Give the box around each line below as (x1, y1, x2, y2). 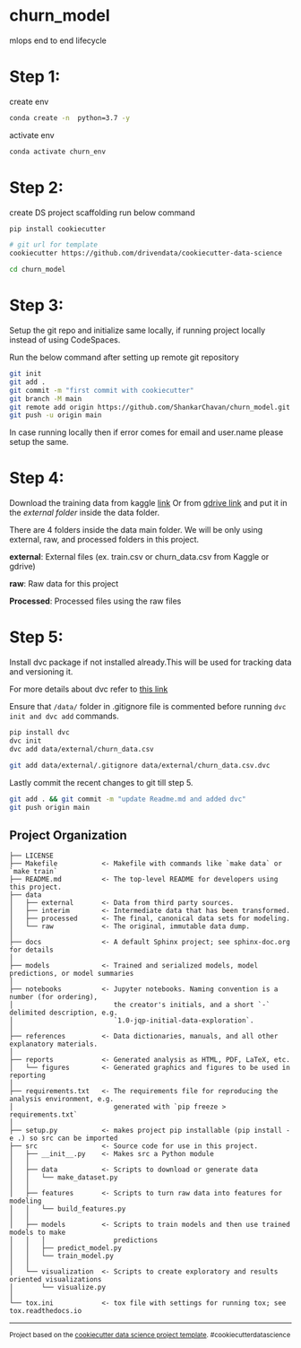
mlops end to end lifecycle (9, 35, 107, 46)
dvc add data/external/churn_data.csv (9, 744, 154, 753)
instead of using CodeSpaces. (9, 335, 121, 345)
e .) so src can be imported (9, 1134, 118, 1144)
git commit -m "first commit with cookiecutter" (9, 386, 194, 395)
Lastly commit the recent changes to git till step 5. (9, 777, 193, 787)
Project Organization (9, 827, 127, 843)
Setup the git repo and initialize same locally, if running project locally (9, 325, 266, 335)
